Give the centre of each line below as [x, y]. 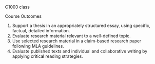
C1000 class [18, 7]
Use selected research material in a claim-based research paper [77, 41]
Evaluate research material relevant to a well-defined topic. [71, 36]
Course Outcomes [23, 16]
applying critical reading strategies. [48, 56]
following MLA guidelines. [38, 46]
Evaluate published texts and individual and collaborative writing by [80, 51]
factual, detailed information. [41, 31]
